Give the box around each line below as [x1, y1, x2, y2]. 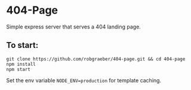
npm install [6, 61, 36, 67]
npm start [6, 66, 31, 72]
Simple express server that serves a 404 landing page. [6, 23, 141, 30]
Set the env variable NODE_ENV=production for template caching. [6, 76, 162, 83]
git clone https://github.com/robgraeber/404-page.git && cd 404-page [6, 56, 186, 62]
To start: [6, 40, 39, 50]
